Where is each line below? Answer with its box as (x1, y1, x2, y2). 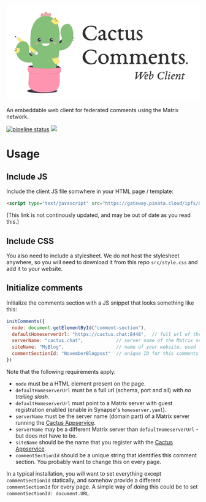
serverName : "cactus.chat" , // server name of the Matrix (12, 338, 193, 344)
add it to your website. (6, 265, 63, 272)
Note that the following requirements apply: (6, 368, 116, 375)
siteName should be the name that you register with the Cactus (15, 438, 174, 446)
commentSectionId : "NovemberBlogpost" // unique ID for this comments (12, 351, 199, 357)
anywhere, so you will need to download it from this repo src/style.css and (6, 258, 198, 265)
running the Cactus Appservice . (15, 419, 96, 426)
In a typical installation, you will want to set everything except (6, 470, 162, 477)
